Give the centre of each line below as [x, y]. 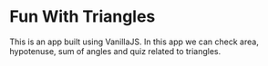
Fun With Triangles [82, 17]
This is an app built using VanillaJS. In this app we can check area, [134, 42]
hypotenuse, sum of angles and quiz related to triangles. [115, 51]
